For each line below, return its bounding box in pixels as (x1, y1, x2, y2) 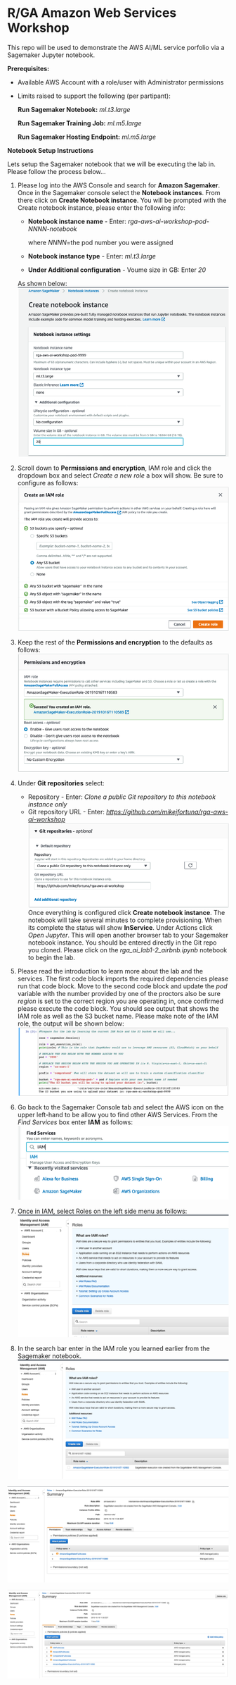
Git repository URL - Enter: (27, 807, 105, 816)
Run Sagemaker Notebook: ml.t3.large (17, 105, 131, 113)
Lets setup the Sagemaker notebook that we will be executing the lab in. (7, 160, 216, 168)
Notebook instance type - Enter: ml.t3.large (27, 251, 157, 260)
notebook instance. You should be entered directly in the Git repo (27, 938, 217, 947)
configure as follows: (17, 478, 79, 487)
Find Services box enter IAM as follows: (17, 1118, 133, 1126)
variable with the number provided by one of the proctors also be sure (17, 989, 221, 997)
